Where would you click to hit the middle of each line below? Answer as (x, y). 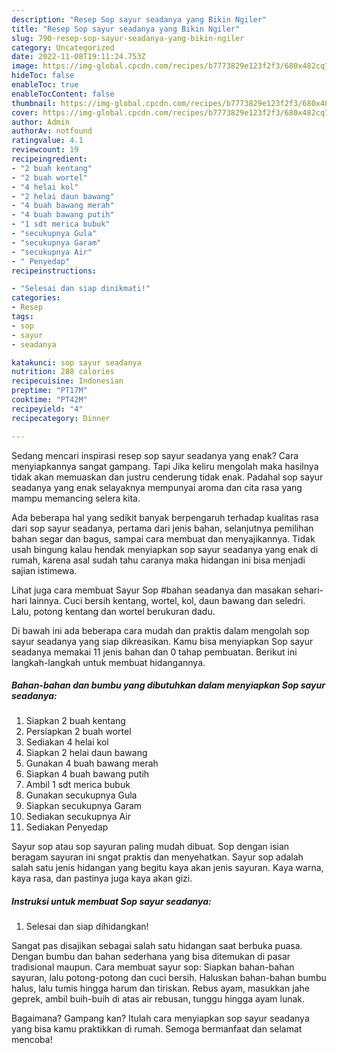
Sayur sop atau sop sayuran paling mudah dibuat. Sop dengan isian (150, 847)
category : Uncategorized (63, 47)
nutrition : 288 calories (63, 372)
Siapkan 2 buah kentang (75, 721)
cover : (25, 112)
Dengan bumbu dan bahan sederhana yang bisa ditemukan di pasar (151, 957)
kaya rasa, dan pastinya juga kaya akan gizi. (102, 878)
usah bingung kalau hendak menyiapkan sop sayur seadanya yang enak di (165, 549)
